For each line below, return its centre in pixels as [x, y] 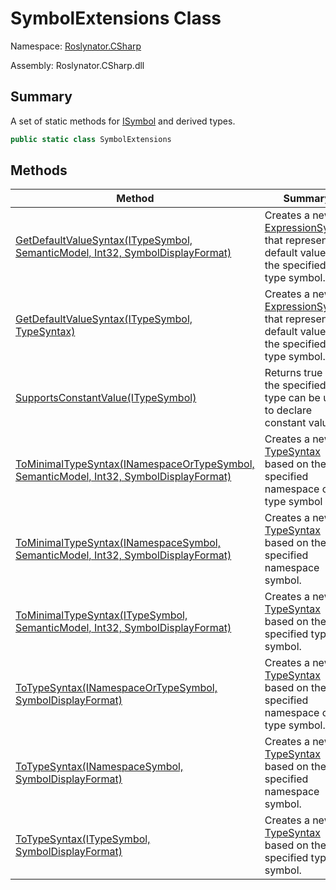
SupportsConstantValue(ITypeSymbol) [106, 398]
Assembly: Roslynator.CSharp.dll [77, 65]
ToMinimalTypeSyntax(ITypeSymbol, [101, 615]
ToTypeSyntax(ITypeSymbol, [83, 839]
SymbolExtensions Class [116, 18]
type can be [292, 398]
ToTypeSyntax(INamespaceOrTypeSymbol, [116, 688]
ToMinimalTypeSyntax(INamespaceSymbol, [118, 543]
